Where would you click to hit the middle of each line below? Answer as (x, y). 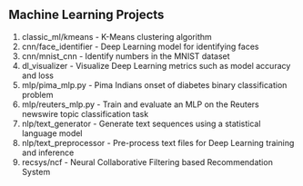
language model (52, 133)
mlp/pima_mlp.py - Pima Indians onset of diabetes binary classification (154, 84)
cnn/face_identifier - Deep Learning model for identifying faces (140, 46)
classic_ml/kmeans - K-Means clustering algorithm (117, 36)
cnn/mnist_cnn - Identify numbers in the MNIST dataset (126, 56)
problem (37, 94)
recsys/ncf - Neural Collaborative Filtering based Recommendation (147, 162)
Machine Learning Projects (86, 15)
